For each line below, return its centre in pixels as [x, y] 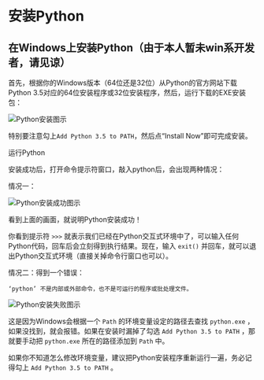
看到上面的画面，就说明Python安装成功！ [75, 220]
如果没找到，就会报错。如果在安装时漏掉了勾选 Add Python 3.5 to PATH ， [128, 331]
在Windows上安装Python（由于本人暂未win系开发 [131, 48]
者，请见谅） [39, 63]
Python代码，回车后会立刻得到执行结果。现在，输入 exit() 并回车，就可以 [129, 246]
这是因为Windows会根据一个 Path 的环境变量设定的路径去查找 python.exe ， [131, 321]
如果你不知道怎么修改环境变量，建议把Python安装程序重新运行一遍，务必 [127, 358]
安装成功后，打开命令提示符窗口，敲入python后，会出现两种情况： [116, 169]
